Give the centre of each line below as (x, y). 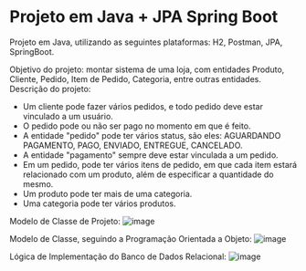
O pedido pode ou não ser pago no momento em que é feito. (137, 126)
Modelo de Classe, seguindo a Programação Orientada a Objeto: (131, 238)
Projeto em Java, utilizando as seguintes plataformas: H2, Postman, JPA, (146, 42)
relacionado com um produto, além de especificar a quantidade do (148, 174)
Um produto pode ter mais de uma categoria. (107, 193)
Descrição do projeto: (50, 89)
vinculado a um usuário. (68, 116)
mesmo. (38, 183)
